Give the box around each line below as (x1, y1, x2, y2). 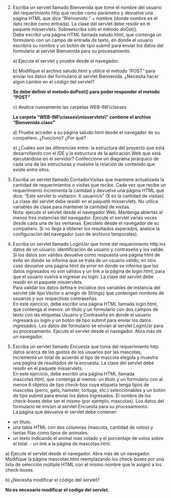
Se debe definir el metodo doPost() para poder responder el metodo (12, 89, 160, 94)
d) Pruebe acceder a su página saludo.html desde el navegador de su (12, 129, 160, 135)
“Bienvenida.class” (12, 119, 55, 125)
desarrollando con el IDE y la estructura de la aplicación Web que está (12, 150, 161, 156)
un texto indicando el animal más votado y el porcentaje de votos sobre (12, 435, 164, 441)
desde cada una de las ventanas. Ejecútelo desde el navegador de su (12, 220, 160, 226)
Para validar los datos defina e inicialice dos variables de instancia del (12, 285, 161, 290)
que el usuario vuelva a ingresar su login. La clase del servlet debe (12, 274, 154, 280)
